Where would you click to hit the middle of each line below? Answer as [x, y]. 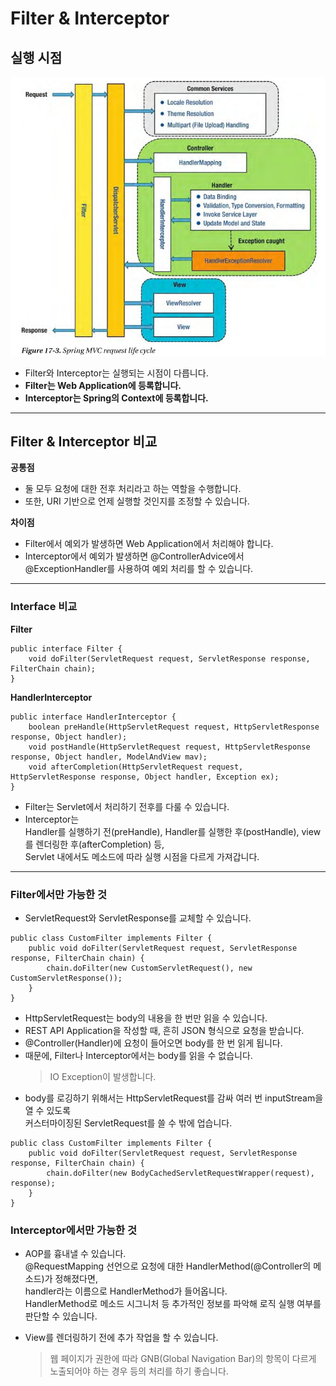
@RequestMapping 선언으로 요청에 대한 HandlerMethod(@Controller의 [168, 1266]
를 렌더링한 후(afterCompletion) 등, [94, 844]
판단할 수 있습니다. [61, 1316]
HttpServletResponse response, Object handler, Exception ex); [145, 777]
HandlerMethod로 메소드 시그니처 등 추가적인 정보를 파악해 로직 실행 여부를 [173, 1304]
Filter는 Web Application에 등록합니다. [103, 385]
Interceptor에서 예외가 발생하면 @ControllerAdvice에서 [134, 556]
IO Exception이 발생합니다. [103, 1076]
